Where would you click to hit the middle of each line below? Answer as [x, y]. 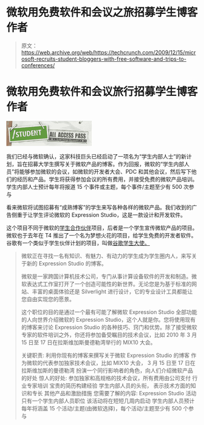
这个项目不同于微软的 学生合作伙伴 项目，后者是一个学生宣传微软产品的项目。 [102, 228]
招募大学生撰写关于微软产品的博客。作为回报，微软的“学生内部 [106, 164]
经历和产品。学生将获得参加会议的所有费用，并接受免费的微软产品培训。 [107, 179]
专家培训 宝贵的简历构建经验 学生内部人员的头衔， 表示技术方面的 [109, 386]
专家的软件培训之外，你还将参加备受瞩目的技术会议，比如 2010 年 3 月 [109, 335]
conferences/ [38, 65]
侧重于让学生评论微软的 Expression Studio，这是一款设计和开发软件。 [99, 215]
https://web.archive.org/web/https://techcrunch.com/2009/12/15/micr [108, 52]
